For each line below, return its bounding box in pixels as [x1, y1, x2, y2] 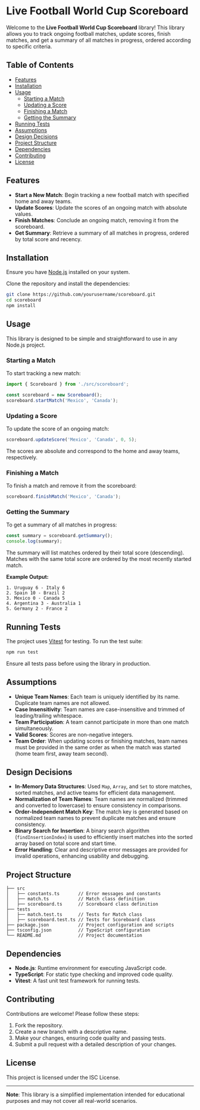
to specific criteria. [6, 43, 52, 50]
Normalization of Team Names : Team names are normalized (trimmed [14, 796, 188, 803]
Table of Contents [6, 60, 74, 70]
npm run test [6, 649, 39, 655]
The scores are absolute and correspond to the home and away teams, [6, 447, 180, 454]
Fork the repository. [14, 1021, 64, 1028]
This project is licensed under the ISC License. [6, 1074, 120, 1081]
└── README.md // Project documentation [6, 933, 143, 938]
